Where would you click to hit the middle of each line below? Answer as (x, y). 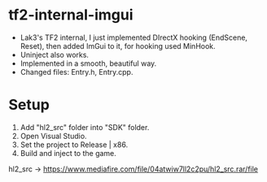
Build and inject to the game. (68, 153)
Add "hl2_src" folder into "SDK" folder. (85, 127)
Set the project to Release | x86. (74, 145)
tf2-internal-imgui (71, 15)
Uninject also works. (55, 54)
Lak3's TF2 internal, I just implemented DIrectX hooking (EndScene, (134, 37)
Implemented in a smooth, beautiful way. (88, 63)
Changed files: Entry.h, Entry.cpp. (77, 71)
